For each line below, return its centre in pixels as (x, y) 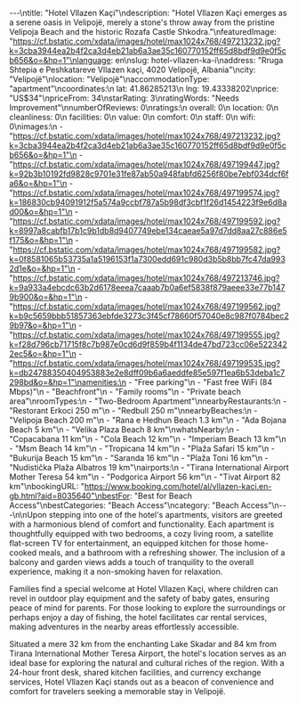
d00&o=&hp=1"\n (41, 212)
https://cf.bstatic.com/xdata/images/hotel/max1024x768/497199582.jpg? (147, 250)
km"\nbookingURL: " (47, 486)
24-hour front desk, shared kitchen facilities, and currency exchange (135, 672)
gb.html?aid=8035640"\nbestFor (70, 496)
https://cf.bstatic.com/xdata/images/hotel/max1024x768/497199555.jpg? (146, 335)
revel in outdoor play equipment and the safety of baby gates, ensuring (139, 598)
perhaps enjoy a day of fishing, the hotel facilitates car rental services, (138, 617)
